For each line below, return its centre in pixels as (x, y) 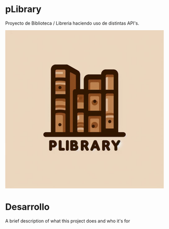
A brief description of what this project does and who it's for (68, 221)
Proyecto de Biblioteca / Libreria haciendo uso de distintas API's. (72, 23)
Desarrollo (27, 207)
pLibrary (23, 9)
